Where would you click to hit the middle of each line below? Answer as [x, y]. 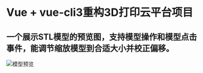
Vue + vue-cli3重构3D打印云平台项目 [100, 12]
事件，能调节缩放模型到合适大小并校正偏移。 [90, 48]
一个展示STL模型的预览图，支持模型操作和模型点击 [102, 37]
